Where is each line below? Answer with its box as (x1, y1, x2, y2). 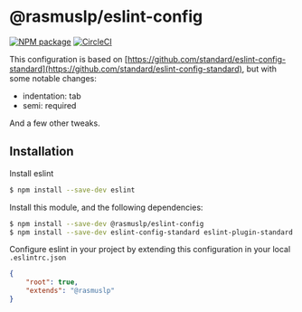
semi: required (22, 99, 77, 110)
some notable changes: (9, 72, 97, 83)
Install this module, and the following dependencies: (9, 202, 203, 213)
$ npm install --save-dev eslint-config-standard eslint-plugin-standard (9, 228, 294, 237)
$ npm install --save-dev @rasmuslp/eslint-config (9, 219, 204, 228)
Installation (9, 144, 74, 159)
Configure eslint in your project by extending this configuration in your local (9, 244, 291, 255)
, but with (241, 63, 278, 74)
